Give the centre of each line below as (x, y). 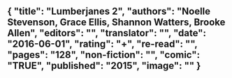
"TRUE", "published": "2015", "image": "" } (104, 66)
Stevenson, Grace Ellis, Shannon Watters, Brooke (116, 23)
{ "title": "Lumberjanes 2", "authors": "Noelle (109, 11)
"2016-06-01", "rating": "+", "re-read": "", (102, 44)
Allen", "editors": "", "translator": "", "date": (107, 33)
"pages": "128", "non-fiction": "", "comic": (104, 55)
